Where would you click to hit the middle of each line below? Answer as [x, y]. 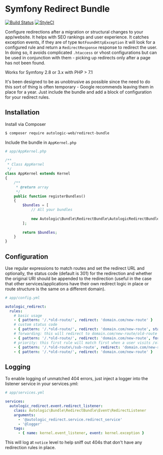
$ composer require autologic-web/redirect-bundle [57, 133]
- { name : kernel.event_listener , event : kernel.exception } [81, 433]
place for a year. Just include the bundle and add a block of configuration [78, 92]
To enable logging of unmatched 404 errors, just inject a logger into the [76, 379]
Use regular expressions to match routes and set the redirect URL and [75, 268]
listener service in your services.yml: [42, 384]
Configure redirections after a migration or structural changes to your [74, 32]
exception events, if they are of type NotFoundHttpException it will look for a [80, 42]
